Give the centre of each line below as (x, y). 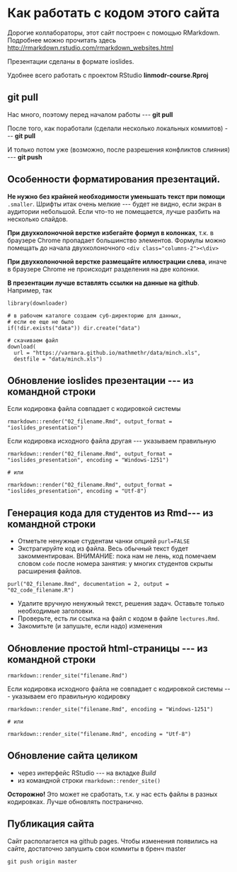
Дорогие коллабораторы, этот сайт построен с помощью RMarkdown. (114, 33)
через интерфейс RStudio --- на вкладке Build (87, 773)
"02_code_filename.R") (41, 590)
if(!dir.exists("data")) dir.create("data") (74, 328)
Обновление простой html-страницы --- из (108, 649)
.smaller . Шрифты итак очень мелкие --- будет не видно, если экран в (114, 204)
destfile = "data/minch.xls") (58, 359)
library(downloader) (38, 303)
